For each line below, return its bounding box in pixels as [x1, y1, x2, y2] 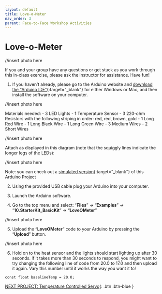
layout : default [5, 7, 38, 12]
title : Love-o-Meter [5, 12, 47, 16]
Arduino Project [5, 174, 36, 180]
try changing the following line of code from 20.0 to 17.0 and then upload [12, 261, 157, 266]
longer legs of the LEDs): [5, 150, 55, 156]
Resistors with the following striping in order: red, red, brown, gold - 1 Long [5, 116, 154, 122]
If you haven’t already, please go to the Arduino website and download [12, 82, 153, 87]
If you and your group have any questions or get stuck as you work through [5, 67, 156, 73]
